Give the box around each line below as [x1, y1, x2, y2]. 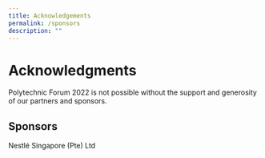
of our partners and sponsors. [8, 96, 107, 106]
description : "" [8, 26, 62, 34]
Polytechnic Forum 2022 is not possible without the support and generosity [8, 87, 258, 97]
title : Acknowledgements [8, 11, 91, 20]
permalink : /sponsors [8, 19, 81, 27]
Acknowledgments [8, 61, 138, 79]
